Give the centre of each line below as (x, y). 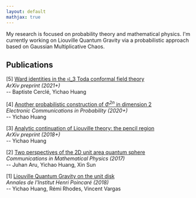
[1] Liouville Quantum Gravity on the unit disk (60, 176)
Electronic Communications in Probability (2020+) (67, 110)
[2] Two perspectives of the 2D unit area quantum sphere (76, 152)
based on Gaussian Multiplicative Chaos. (55, 46)
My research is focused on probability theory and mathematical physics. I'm (98, 34)
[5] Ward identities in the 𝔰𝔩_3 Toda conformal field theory (75, 79)
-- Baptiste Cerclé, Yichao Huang (46, 92)
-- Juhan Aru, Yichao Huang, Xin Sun (51, 164)
